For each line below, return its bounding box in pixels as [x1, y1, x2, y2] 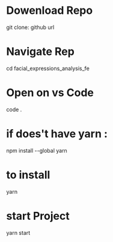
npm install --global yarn [6, 147, 67, 154]
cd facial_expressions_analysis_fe [6, 65, 90, 72]
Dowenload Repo [6, 4, 93, 18]
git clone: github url [6, 24, 55, 31]
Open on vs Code [6, 86, 94, 100]
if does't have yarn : [6, 127, 108, 141]
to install [6, 168, 50, 182]
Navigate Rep [6, 45, 75, 59]
